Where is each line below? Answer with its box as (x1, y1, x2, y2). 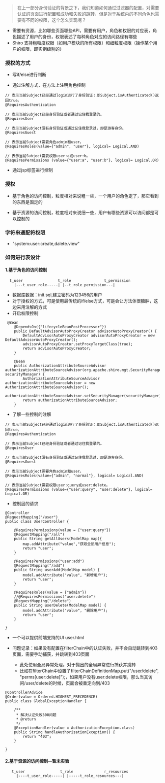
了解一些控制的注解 (12, 411, 52, 417)
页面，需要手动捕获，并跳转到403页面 (12, 651, 90, 657)
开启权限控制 (12, 310, 38, 316)
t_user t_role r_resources (11, 769, 129, 774)
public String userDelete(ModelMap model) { (14, 603, 107, 608)
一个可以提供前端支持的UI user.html (12, 635, 84, 641)
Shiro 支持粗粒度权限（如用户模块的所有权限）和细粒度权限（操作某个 (12, 40, 153, 46)
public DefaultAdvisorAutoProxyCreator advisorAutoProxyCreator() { (14, 329, 157, 334)
